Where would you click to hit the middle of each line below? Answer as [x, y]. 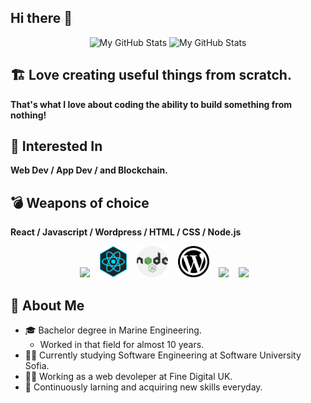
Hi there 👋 [41, 18]
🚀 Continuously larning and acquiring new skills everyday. [143, 387]
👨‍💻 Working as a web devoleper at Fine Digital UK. [128, 377]
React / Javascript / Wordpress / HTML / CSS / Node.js [126, 232]
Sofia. [37, 366]
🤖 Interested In [56, 146]
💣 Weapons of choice [80, 202]
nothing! [28, 115]
